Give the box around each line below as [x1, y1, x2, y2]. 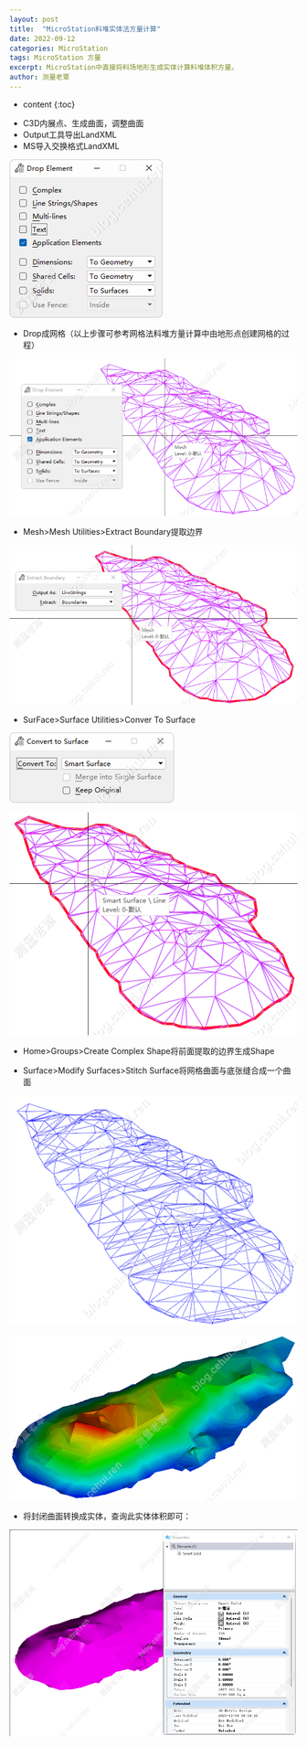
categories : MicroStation [9, 44, 108, 53]
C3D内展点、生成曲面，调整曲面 [22, 117, 144, 128]
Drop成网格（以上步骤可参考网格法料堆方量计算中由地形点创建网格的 [22, 327, 281, 338]
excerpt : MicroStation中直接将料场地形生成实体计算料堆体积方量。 [9, 63, 239, 72]
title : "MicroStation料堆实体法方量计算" [9, 24, 162, 34]
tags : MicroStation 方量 [9, 53, 101, 63]
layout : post [9, 15, 59, 24]
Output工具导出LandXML [22, 129, 117, 140]
